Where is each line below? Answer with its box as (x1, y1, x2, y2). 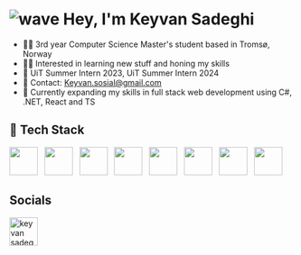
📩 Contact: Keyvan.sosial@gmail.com (22, 77, 162, 87)
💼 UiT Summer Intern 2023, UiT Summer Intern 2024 (22, 68, 220, 78)
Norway (22, 48, 52, 59)
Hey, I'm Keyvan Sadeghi (62, 9, 255, 30)
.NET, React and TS (22, 96, 96, 107)
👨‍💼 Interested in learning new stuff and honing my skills (22, 58, 230, 68)
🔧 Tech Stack (9, 123, 85, 138)
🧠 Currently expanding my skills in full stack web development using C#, (22, 87, 292, 97)
